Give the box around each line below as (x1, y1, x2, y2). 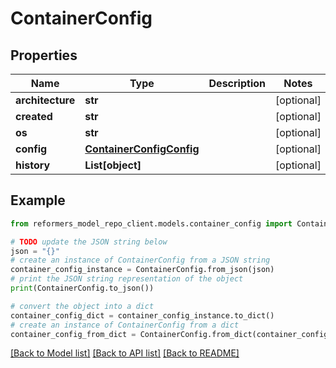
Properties (10, 47, 78, 64)
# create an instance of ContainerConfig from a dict (10, 320, 240, 330)
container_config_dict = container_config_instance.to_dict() (10, 310, 275, 321)
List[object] (84, 158, 142, 172)
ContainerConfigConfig (84, 142, 200, 156)
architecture (15, 93, 76, 107)
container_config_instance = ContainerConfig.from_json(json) (10, 265, 275, 275)
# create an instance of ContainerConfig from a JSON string (10, 255, 271, 266)
